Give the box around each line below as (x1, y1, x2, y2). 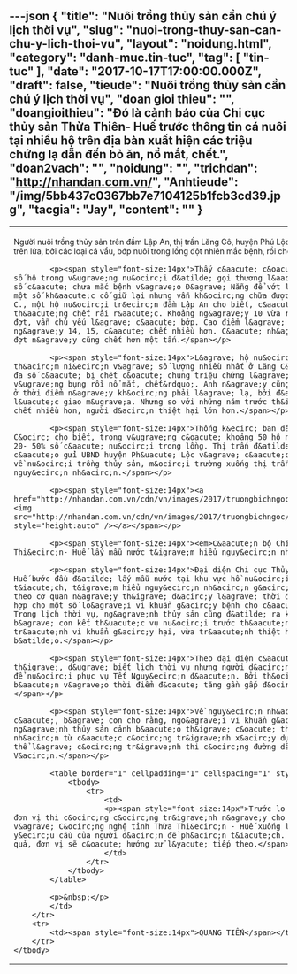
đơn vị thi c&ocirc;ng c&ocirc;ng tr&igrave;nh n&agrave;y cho (13, 812, 286, 823)
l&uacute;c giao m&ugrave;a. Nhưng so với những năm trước (13, 396, 268, 407)
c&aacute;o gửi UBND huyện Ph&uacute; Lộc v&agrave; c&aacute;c (13, 449, 290, 460)
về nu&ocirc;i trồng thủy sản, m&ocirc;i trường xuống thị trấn (13, 458, 290, 469)
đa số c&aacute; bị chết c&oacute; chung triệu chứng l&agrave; (13, 370, 290, 380)
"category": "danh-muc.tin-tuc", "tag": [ (9, 50, 240, 65)
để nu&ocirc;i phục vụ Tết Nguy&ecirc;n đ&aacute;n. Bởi (13, 671, 258, 681)
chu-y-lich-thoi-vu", (9, 36, 124, 51)
